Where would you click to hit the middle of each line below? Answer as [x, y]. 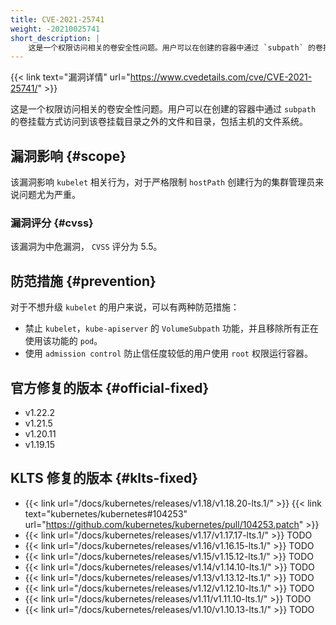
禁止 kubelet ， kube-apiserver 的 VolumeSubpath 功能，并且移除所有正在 [171, 328]
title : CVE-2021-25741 [57, 19]
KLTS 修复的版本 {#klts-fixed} [104, 478]
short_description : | [55, 38]
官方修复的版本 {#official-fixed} [110, 387]
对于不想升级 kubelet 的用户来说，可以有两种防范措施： [125, 307]
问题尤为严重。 [49, 195]
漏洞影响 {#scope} [68, 156]
